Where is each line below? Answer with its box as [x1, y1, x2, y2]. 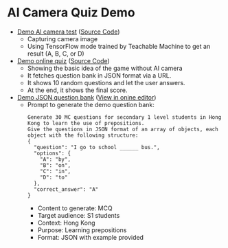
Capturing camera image [27, 34, 98, 43]
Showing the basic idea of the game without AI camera [27, 64, 183, 72]
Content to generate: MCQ [37, 204, 113, 212]
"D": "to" [40, 174, 68, 181]
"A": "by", [40, 156, 71, 163]
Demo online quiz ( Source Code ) [16, 56, 110, 65]
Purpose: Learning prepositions [37, 225, 127, 234]
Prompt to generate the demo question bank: [27, 100, 155, 109]
